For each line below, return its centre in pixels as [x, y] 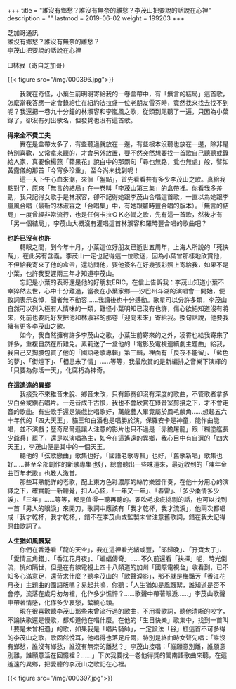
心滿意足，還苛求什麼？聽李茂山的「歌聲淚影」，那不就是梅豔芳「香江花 [123, 576]
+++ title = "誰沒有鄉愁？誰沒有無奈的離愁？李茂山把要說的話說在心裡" [110, 10]
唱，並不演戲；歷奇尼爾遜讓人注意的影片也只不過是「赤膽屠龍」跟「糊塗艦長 [118, 429]
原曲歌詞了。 [26, 526]
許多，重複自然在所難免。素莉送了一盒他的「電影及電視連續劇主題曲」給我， [118, 344]
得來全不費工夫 [29, 135]
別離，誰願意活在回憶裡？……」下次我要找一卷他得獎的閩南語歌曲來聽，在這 [117, 655]
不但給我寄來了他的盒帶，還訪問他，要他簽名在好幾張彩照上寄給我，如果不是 [118, 265]
